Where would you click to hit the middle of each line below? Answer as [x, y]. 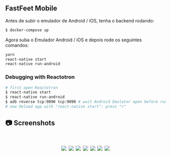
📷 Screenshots [30, 123]
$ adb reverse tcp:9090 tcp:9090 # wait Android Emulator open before [82, 102]
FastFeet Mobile [31, 8]
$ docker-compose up [27, 30]
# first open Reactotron [32, 88]
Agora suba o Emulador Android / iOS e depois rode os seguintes [74, 40]
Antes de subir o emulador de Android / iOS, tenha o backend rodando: [80, 20]
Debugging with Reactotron [40, 77]
